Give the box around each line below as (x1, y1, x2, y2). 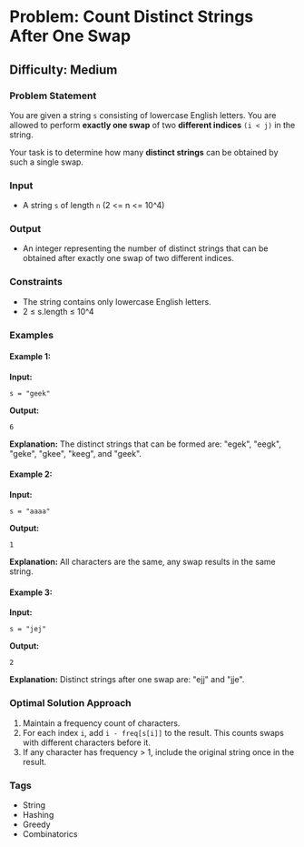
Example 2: (9, 469, 53, 479)
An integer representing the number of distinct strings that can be (22, 243, 269, 254)
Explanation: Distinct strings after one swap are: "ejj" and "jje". (9, 674, 245, 685)
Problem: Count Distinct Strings (9, 6, 254, 27)
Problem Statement (9, 89, 97, 102)
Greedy (22, 819, 52, 830)
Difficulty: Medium (9, 62, 118, 77)
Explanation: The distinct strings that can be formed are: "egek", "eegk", (9, 439, 281, 449)
